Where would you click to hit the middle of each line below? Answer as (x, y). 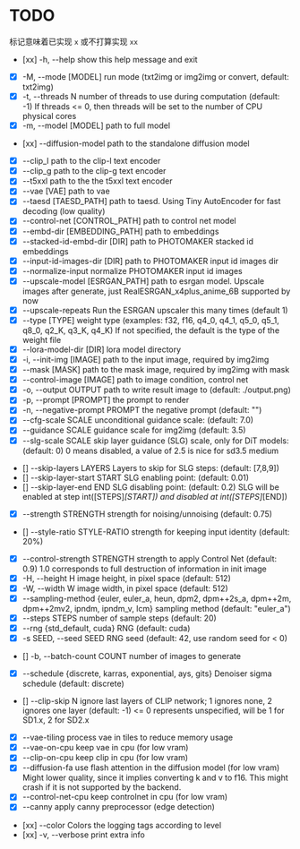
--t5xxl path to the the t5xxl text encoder (97, 181)
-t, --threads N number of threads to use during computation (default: (151, 96)
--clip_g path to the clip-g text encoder (94, 171)
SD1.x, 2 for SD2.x (56, 720)
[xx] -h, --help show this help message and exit (110, 59)
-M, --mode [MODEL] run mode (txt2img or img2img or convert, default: (155, 76)
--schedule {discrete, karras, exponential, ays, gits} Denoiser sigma (147, 673)
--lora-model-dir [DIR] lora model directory (102, 349)
